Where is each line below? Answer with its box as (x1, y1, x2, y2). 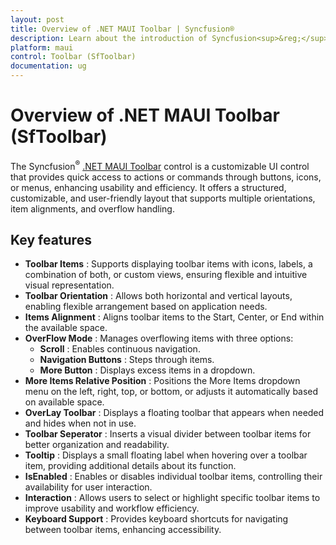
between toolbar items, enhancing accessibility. (24, 524, 222, 536)
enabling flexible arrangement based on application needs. (24, 301, 268, 313)
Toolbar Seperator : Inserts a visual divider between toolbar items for (24, 428, 312, 440)
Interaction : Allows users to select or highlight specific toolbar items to (24, 492, 321, 504)
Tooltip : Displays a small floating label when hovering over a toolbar (24, 449, 308, 461)
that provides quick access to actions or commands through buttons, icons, (10, 171, 322, 183)
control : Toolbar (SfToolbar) (10, 52, 137, 62)
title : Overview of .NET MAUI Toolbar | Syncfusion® (10, 24, 235, 34)
